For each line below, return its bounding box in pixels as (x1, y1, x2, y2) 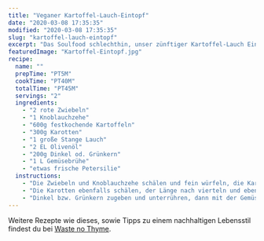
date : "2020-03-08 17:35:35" (8, 19, 104, 27)
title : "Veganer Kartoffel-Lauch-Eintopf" (8, 11, 149, 20)
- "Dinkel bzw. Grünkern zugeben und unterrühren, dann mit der (22, 194, 237, 202)
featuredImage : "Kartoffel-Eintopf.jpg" (8, 48, 143, 56)
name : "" (15, 63, 44, 71)
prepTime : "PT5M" (15, 70, 72, 78)
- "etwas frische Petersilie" (22, 165, 122, 173)
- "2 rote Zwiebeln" (22, 107, 90, 115)
